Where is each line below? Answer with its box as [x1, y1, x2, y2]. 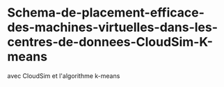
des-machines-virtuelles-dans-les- [7, 19, 218, 35]
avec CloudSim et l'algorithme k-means [7, 71, 120, 80]
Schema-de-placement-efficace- [7, 5, 205, 21]
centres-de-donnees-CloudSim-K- [7, 35, 214, 50]
